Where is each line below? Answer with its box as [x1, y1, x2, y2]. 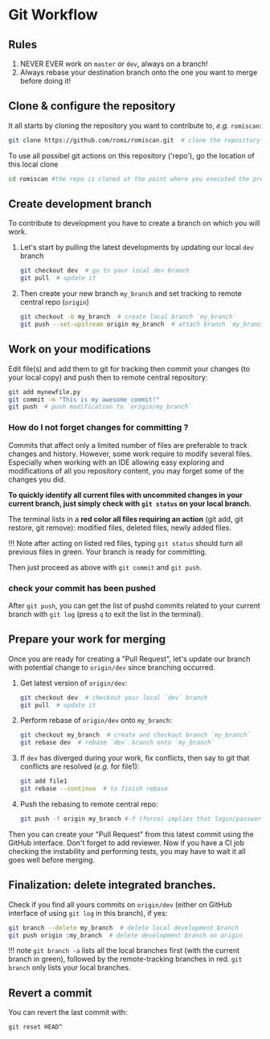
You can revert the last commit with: [8, 1008, 128, 1017]
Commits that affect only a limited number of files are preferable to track [8, 440, 247, 450]
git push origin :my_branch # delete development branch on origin [8, 931, 243, 939]
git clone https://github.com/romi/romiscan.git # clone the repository [8, 136, 261, 144]
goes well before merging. [8, 855, 95, 864]
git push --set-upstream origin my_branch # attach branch [19, 320, 226, 328]
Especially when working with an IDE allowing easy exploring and [8, 457, 225, 467]
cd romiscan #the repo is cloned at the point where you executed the [8, 175, 250, 183]
